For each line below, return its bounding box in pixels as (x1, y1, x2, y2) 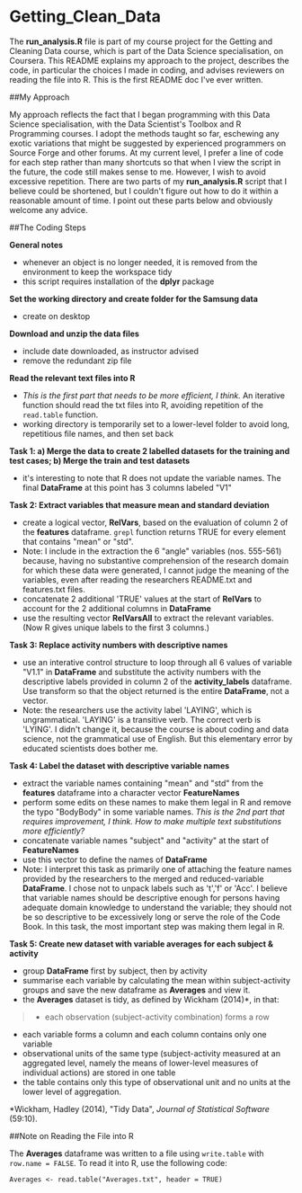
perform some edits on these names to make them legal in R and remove (22, 797, 292, 807)
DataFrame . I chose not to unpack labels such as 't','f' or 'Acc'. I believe (22, 883, 288, 894)
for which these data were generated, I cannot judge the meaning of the (22, 565, 289, 575)
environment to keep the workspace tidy (22, 266, 173, 277)
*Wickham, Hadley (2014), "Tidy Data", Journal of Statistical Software (9, 1103, 270, 1114)
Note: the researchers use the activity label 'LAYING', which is (22, 704, 253, 716)
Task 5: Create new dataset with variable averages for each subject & (9, 938, 274, 949)
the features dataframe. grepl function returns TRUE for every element (22, 526, 286, 537)
